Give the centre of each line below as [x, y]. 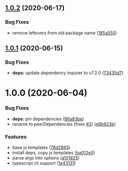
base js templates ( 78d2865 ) [41, 147]
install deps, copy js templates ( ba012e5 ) [53, 153]
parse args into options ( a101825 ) [46, 158]
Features [16, 137]
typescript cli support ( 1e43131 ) [44, 163]
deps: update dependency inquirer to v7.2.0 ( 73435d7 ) [68, 73]
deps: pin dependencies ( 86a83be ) [48, 119]
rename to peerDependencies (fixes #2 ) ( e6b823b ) [64, 124]
